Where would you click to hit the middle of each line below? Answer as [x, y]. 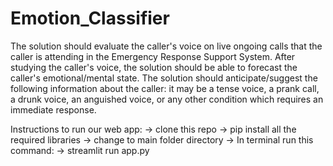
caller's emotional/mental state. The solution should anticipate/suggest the [164, 78]
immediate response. [53, 109]
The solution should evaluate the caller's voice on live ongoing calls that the [166, 46]
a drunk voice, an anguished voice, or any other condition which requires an [167, 99]
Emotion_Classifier [90, 18]
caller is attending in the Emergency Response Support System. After [153, 56]
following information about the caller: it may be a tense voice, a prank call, [165, 88]
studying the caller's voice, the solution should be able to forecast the [154, 67]
